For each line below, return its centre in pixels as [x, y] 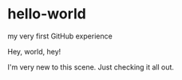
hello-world [47, 14]
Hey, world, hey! [34, 51]
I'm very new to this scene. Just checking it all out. [91, 67]
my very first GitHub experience [60, 36]
